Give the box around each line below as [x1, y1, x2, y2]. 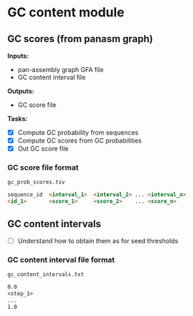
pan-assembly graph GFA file [17, 66, 104, 73]
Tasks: [7, 115, 28, 123]
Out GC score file [17, 144, 69, 153]
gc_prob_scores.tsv [7, 179, 66, 186]
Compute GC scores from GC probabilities [17, 136, 142, 145]
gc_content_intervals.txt [7, 271, 84, 278]
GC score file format [7, 163, 79, 173]
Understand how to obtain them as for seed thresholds [17, 237, 179, 245]
